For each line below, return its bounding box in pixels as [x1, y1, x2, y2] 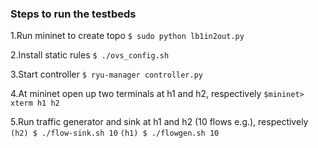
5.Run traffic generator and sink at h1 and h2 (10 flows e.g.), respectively [10, 116, 309, 128]
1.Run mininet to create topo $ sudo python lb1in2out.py [10, 30, 245, 42]
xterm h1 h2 [10, 98, 60, 109]
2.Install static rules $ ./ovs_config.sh [10, 49, 170, 61]
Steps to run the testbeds [10, 7, 137, 21]
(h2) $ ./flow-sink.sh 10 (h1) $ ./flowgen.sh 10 [10, 128, 220, 139]
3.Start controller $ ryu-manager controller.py [10, 68, 203, 81]
